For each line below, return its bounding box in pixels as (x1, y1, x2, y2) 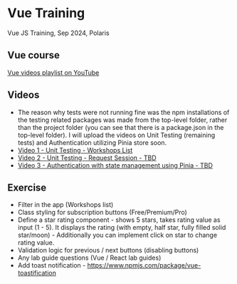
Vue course (7, 49, 60, 61)
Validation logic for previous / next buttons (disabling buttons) (17, 246, 199, 255)
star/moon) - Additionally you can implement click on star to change (17, 230, 218, 240)
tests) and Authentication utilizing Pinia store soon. (17, 138, 167, 147)
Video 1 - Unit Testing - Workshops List (17, 146, 133, 154)
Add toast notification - (17, 261, 86, 270)
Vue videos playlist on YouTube (7, 68, 100, 76)
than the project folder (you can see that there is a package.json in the (17, 123, 224, 131)
